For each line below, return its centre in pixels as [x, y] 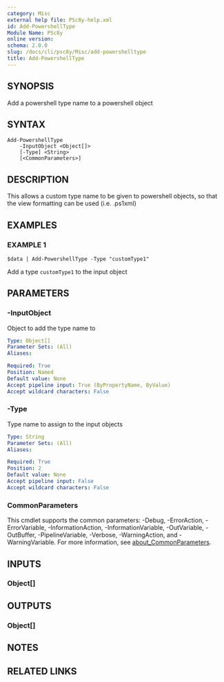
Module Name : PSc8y [35, 33]
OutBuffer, [22, 535]
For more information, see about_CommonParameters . [134, 542]
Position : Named [30, 373]
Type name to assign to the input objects [65, 424]
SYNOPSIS [31, 86]
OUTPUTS [29, 606]
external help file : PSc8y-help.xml [60, 20]
